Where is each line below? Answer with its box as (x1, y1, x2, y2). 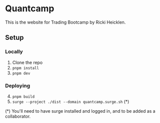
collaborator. (5, 113, 31, 119)
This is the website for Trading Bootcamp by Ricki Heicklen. (5, 19, 126, 25)
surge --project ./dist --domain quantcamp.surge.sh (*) (12, 98, 129, 104)
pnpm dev (12, 71, 31, 76)
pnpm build (12, 94, 35, 99)
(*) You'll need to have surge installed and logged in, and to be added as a (5, 108, 156, 114)
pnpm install (12, 65, 39, 70)
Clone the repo (12, 60, 43, 65)
